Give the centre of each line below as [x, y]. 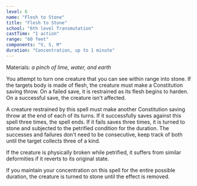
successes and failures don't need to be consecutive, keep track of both [94, 134]
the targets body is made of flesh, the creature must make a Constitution [95, 85]
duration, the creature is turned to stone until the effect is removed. [88, 176]
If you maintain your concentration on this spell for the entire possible [91, 170]
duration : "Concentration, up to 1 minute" [61, 51]
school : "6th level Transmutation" [50, 28]
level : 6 [17, 12]
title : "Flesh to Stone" [37, 23]
